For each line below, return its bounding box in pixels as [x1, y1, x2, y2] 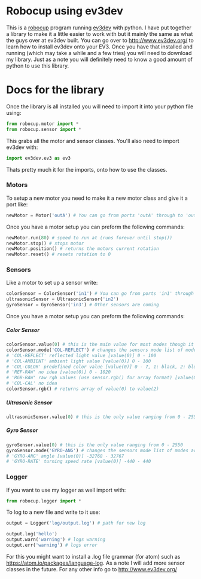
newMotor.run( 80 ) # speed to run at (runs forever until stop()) [6, 234, 172, 240]
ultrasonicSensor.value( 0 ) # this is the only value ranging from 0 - [6, 414, 186, 420]
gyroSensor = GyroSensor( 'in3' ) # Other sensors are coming [6, 302, 160, 308]
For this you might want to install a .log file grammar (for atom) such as [6, 553, 181, 560]
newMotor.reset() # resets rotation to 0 [6, 251, 111, 258]
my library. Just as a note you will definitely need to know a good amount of [6, 56, 193, 63]
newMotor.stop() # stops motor [6, 240, 84, 246]
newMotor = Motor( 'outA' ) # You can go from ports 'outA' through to [6, 212, 184, 218]
